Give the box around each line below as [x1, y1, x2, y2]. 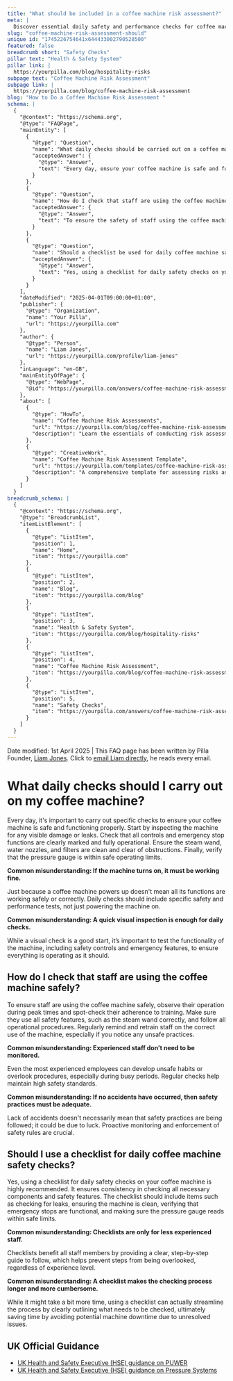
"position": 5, [32, 695, 76, 702]
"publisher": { [19, 301, 64, 308]
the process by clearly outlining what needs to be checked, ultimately [7, 1305, 206, 1314]
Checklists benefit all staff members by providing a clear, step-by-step [7, 1249, 209, 1257]
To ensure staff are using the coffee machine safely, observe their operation [7, 1000, 225, 1008]
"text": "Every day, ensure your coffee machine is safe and [37, 165, 218, 172]
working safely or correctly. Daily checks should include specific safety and [7, 894, 224, 903]
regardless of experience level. [7, 1264, 96, 1272]
